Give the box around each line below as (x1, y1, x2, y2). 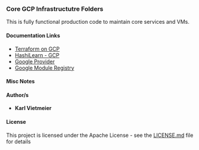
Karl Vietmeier (14, 105, 52, 112)
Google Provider (14, 58, 55, 65)
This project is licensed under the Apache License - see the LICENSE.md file (6, 132, 194, 139)
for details (6, 137, 31, 145)
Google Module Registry (14, 64, 74, 71)
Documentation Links (6, 32, 61, 39)
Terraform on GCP (14, 45, 60, 52)
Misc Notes (6, 78, 35, 85)
